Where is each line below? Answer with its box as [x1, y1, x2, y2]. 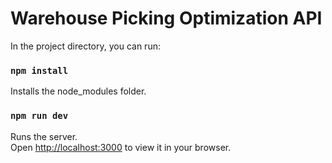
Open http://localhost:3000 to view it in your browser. [10, 141, 232, 153]
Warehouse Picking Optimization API [10, 7, 323, 30]
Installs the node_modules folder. [10, 85, 147, 97]
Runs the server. [10, 130, 78, 142]
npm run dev [10, 110, 69, 122]
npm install [10, 65, 69, 76]
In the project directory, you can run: [10, 40, 161, 52]
